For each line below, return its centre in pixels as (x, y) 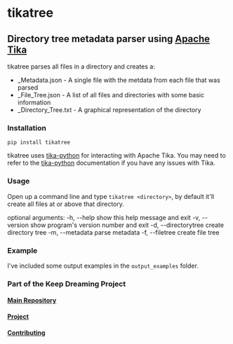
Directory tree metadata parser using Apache (109, 39)
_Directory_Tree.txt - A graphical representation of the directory (109, 110)
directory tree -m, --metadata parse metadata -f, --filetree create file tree (113, 232)
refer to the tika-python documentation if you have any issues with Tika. (111, 163)
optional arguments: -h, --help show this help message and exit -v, (104, 217)
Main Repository (32, 301)
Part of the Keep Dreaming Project (67, 284)
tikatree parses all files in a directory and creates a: (81, 67)
